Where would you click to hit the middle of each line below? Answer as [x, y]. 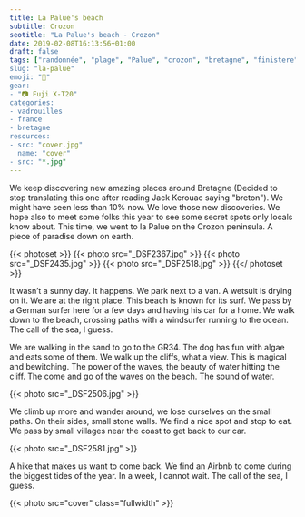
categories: [32, 102]
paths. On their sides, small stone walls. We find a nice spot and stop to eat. [151, 421]
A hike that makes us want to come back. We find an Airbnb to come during [151, 466]
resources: [30, 137]
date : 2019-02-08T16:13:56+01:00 [73, 43]
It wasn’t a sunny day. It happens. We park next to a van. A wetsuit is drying [151, 290]
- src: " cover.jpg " [46, 145]
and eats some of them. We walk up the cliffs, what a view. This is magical [148, 357]
